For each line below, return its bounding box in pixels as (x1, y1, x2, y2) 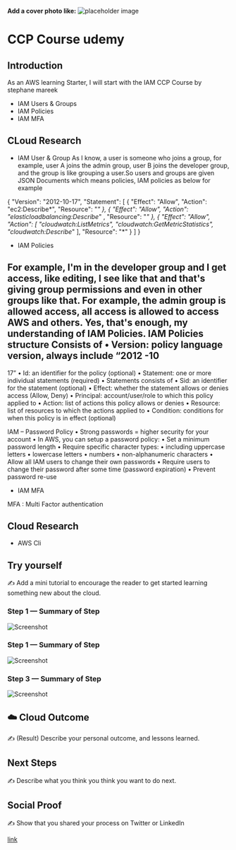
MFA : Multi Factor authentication (7, 500, 104, 508)
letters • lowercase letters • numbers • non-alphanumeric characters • (7, 449, 213, 459)
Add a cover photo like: (7, 7, 77, 15)
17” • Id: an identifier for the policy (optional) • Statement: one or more (7, 368, 212, 377)
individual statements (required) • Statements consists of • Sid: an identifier (7, 376, 228, 384)
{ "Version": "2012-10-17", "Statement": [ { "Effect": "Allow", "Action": (7, 197, 208, 206)
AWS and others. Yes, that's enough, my (7, 317, 188, 329)
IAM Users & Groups (17, 100, 77, 107)
